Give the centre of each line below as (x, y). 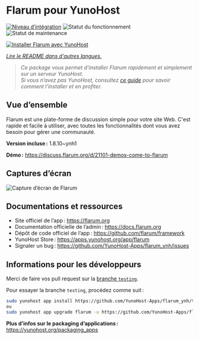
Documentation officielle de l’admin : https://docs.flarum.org (88, 227)
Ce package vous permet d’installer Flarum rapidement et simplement (106, 67)
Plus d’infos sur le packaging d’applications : (62, 323)
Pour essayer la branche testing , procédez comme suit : (75, 290)
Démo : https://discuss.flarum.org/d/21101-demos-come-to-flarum (87, 155)
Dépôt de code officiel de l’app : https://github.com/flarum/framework (99, 233)
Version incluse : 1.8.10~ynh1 (41, 143)
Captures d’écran (39, 173)
